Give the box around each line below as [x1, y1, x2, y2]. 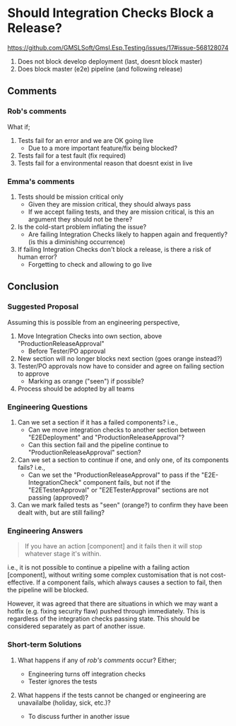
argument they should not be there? [28, 214, 133, 224]
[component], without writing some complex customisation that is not [7, 571, 210, 580]
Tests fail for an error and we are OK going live [17, 136, 154, 144]
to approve [17, 369, 49, 378]
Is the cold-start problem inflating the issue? [17, 222, 147, 231]
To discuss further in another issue [28, 712, 130, 720]
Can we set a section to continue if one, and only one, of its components [17, 455, 229, 464]
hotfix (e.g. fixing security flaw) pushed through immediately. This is [7, 607, 206, 616]
